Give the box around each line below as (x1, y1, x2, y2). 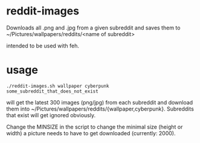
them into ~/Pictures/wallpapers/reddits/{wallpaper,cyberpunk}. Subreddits (6, 105, 195, 112)
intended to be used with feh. (6, 42, 80, 49)
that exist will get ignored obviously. (6, 111, 95, 118)
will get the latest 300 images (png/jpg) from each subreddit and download (6, 99, 193, 106)
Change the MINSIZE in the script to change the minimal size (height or (6, 123, 183, 130)
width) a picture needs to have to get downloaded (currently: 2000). (6, 129, 176, 136)
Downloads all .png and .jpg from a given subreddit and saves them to (6, 24, 181, 31)
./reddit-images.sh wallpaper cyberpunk (6, 83, 110, 89)
